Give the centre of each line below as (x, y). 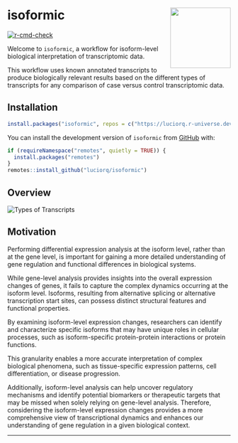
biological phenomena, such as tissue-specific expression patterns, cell (112, 365)
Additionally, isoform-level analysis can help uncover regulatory (100, 387)
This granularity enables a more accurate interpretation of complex (105, 358)
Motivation (32, 232)
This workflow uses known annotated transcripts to (82, 70)
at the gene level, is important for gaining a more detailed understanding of (117, 257)
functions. (22, 344)
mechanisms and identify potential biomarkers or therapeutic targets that (114, 395)
